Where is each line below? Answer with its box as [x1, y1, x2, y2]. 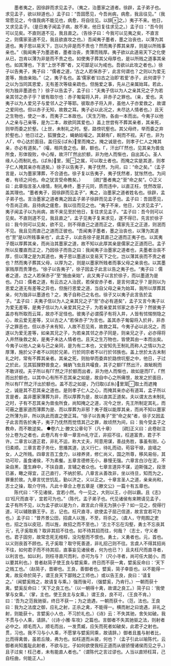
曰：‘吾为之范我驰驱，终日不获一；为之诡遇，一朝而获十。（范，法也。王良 [5, 598, 160, 604]
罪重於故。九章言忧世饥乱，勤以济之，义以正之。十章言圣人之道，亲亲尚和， [5, 477, 166, 482]
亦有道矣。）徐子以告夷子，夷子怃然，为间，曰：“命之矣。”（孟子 [32, 164, 165, 170]
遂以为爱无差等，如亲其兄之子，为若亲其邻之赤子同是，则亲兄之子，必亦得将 [5, 330, 166, 336]
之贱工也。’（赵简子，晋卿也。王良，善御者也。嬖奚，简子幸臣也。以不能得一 [5, 566, 165, 572]
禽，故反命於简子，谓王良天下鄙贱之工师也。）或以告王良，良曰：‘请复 [5, 572, 152, 578]
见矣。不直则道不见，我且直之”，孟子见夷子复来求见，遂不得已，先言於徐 [5, 215, 159, 221]
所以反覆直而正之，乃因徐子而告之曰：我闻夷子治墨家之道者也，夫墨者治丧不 [5, 247, 166, 253]
